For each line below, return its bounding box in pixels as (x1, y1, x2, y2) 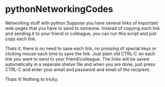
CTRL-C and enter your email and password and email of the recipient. (5, 66, 150, 73)
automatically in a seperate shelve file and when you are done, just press (5, 61, 155, 67)
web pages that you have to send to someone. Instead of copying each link (5, 25, 160, 31)
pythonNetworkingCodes (5, 3, 113, 15)
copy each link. (5, 36, 36, 42)
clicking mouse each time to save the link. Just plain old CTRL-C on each (5, 51, 155, 57)
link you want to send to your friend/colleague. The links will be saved (5, 56, 149, 62)
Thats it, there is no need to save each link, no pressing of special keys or (5, 45, 156, 51)
